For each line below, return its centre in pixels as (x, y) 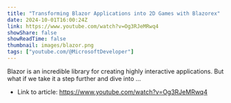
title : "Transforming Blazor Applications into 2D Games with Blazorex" (114, 13)
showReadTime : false (37, 39)
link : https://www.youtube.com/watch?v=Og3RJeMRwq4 (83, 26)
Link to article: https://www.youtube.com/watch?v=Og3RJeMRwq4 (112, 92)
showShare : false (32, 33)
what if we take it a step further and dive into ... (74, 78)
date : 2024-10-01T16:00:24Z (48, 20)
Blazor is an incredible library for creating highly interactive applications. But (115, 71)
